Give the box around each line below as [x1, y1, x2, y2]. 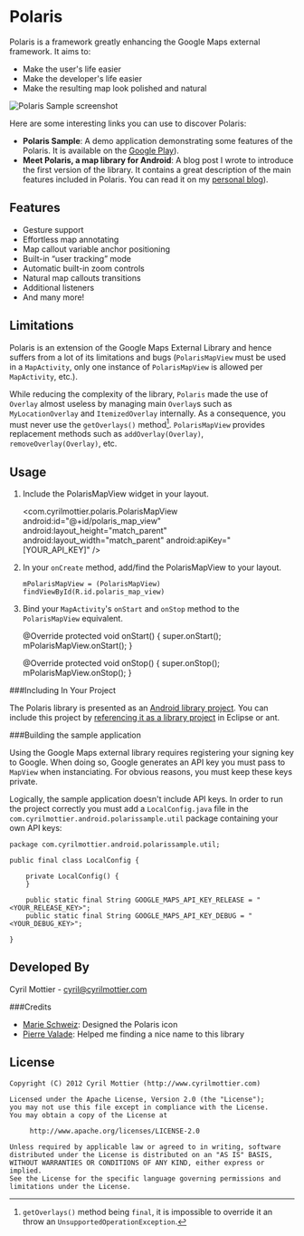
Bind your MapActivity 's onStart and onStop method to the [22, 604, 240, 614]
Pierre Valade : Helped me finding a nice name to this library [22, 1028, 245, 1039]
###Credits [9, 1001, 52, 1012]
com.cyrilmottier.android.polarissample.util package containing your [9, 813, 279, 824]
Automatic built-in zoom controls [22, 263, 145, 274]
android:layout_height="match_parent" [22, 526, 167, 536]
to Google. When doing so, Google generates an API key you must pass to [9, 757, 286, 768]
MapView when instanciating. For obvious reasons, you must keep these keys [9, 767, 292, 777]
